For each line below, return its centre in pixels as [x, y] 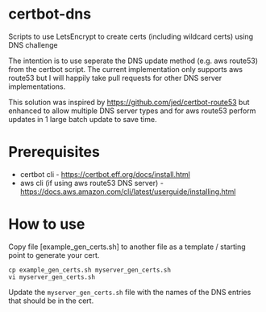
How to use [47, 224]
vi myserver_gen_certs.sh [52, 277]
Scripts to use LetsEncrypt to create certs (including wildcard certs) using [131, 36]
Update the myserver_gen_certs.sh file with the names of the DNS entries [130, 292]
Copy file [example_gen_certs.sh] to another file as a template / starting [127, 247]
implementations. [37, 86]
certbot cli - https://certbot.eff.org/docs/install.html [105, 174]
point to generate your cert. [54, 255]
